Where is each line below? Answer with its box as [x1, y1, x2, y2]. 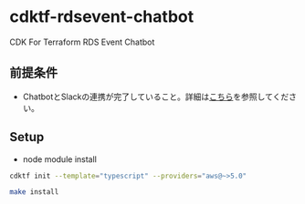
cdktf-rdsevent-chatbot [9, 6, 195, 27]
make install [9, 188, 59, 197]
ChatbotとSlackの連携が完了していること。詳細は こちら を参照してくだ [22, 91, 289, 102]
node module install [22, 153, 98, 165]
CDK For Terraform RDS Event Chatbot [9, 36, 155, 47]
